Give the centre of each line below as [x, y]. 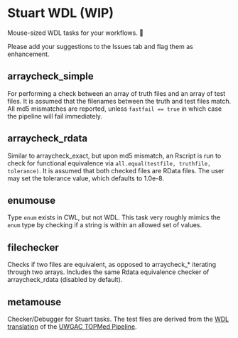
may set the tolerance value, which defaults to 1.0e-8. [86, 178]
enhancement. [28, 54]
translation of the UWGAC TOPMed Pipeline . [72, 327]
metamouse [34, 302]
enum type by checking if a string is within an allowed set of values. [105, 225]
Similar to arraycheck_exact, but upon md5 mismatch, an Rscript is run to [114, 156]
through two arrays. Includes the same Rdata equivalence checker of [108, 272]
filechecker [33, 247]
